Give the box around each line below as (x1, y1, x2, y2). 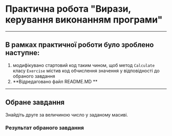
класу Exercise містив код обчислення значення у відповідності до (12, 67, 160, 74)
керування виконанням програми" (5, 14, 163, 26)
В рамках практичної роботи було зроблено (5, 40, 154, 49)
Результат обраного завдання (5, 124, 84, 131)
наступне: (5, 49, 40, 57)
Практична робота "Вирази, (5, 3, 132, 15)
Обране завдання (5, 98, 65, 107)
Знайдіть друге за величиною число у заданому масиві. (5, 111, 128, 118)
